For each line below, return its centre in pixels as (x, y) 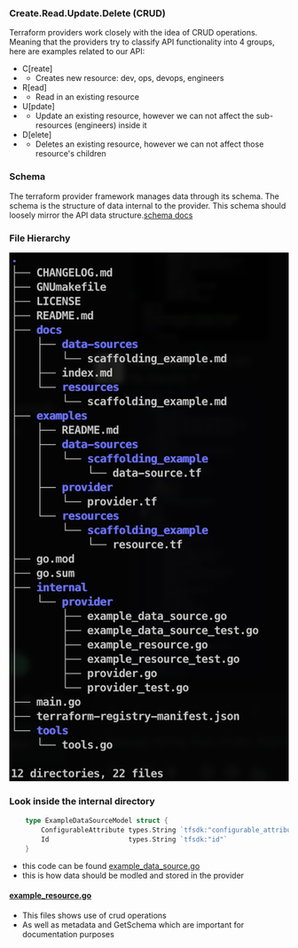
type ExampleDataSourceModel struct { (97, 821)
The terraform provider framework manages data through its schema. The (144, 196)
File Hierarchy (40, 238)
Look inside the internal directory (82, 801)
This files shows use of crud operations (94, 916)
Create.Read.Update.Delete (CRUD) (87, 13)
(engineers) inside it (111, 125)
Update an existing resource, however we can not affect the (145, 116)
